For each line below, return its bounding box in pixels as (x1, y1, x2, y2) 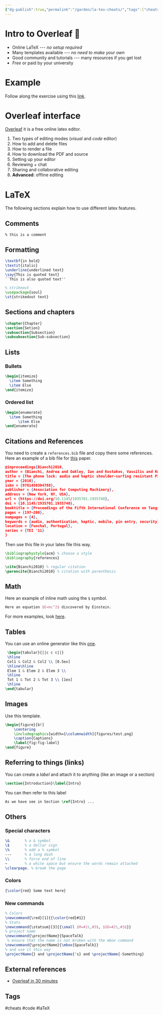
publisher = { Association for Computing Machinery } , (5, 487, 114, 492)
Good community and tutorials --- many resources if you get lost (12, 55, 142, 61)
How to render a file (12, 146, 52, 152)
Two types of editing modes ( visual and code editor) (12, 136, 117, 142)
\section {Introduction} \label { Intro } (5, 781, 81, 786)
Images (5, 700, 28, 708)
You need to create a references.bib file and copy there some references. (5, 450, 153, 456)
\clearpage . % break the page (5, 866, 66, 871)
